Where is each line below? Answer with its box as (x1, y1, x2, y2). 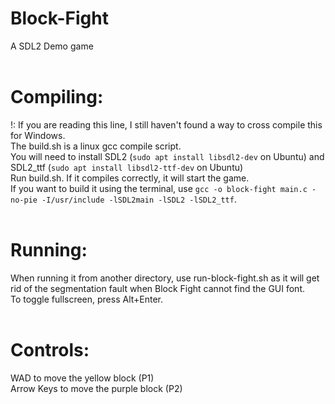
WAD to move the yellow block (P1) (10, 372, 155, 384)
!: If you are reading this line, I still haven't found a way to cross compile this (10, 118, 323, 131)
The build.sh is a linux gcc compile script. (10, 140, 182, 152)
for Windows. (10, 129, 66, 141)
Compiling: (10, 86, 104, 109)
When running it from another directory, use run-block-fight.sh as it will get (10, 272, 320, 284)
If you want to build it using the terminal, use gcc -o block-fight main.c (10, 182, 308, 194)
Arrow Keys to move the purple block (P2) (10, 382, 183, 394)
